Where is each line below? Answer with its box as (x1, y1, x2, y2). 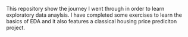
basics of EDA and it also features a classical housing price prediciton (6, 18, 177, 24)
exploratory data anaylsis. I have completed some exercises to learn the (6, 11, 183, 18)
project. (6, 24, 26, 31)
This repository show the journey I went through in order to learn (6, 5, 165, 12)
